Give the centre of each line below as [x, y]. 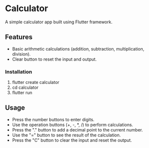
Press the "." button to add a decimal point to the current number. [77, 130]
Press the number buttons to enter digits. [53, 119]
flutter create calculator [36, 82]
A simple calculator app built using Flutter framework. [59, 22]
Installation [19, 72]
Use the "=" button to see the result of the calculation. [66, 135]
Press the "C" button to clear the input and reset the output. [72, 140]
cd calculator [25, 87]
